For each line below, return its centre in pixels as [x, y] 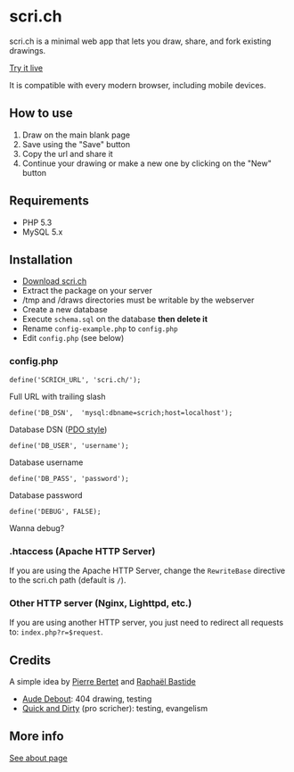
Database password [46, 495]
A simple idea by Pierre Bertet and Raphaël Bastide [102, 682]
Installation [41, 259]
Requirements [49, 201]
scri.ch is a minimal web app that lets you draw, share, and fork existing [140, 41]
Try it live [26, 68]
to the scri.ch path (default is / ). [68, 580]
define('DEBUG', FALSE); [55, 511]
